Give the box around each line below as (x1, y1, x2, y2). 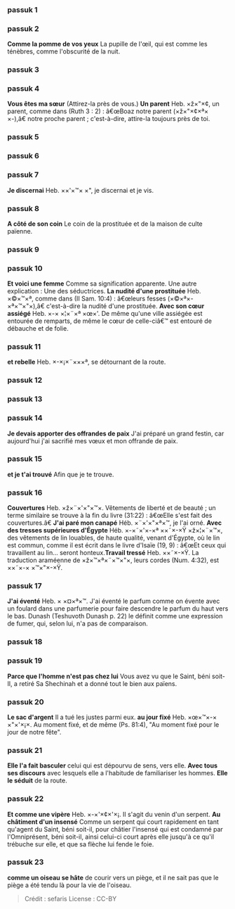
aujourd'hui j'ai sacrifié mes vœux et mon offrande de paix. (7, 436, 178, 445)
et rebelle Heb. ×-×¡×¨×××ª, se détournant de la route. (7, 357, 166, 367)
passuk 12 (7, 375, 43, 385)
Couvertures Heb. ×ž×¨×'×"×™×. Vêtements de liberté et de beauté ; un (7, 504, 216, 512)
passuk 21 (7, 745, 43, 755)
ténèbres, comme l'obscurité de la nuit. (7, 47, 121, 56)
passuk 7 (7, 170, 39, 180)
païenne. (7, 227, 33, 235)
